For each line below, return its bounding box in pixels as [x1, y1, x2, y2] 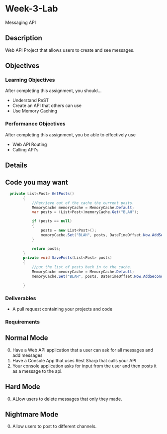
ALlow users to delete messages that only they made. [12, 396, 123, 402]
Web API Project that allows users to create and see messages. [5, 47, 135, 53]
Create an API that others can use [12, 103, 82, 108]
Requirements [5, 318, 40, 325]
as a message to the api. [12, 368, 63, 374]
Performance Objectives [5, 120, 66, 127]
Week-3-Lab [5, 3, 58, 14]
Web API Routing [12, 141, 47, 147]
